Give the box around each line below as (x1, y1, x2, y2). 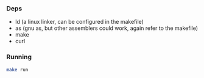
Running (6, 53, 32, 62)
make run (6, 66, 29, 73)
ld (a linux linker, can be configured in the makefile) (15, 18, 144, 26)
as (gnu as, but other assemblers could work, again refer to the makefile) (15, 24, 199, 32)
